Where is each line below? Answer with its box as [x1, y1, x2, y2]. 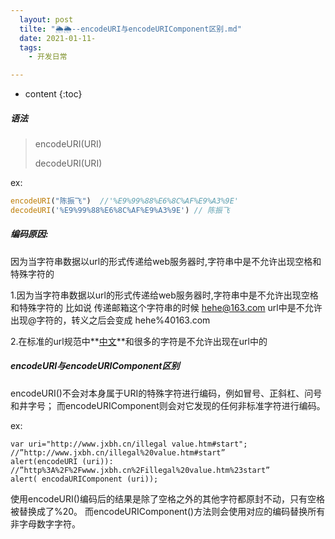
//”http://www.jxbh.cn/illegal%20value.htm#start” [10, 447, 226, 458]
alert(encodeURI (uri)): [10, 456, 114, 466]
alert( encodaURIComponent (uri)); [10, 474, 159, 484]
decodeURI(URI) [34, 157, 103, 170]
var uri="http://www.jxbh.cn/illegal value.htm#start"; [10, 439, 248, 449]
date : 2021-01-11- [19, 33, 97, 43]
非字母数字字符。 [10, 517, 81, 530]
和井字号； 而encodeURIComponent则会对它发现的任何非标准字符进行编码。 [10, 399, 326, 411]
